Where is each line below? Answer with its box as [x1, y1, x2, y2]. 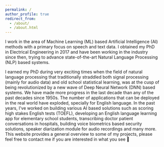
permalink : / [5, 7, 32, 12]
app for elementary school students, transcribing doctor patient [5, 116, 133, 122]
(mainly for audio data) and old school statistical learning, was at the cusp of [5, 79, 160, 85]
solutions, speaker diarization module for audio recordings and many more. [5, 126, 157, 132]
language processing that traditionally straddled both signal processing [5, 74, 149, 80]
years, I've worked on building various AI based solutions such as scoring [5, 105, 154, 111]
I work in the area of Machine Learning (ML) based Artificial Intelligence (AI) [5, 39, 158, 44]
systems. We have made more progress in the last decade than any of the [5, 90, 154, 96]
